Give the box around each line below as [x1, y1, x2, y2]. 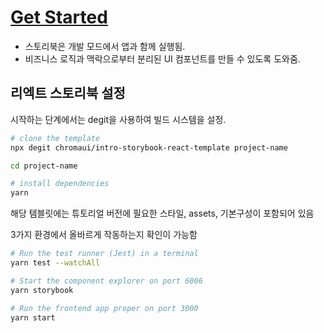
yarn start [10, 312, 56, 323]
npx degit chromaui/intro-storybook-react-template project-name [10, 142, 288, 153]
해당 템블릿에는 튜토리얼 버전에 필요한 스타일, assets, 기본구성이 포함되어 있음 [10, 207, 315, 220]
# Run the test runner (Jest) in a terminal [10, 249, 199, 259]
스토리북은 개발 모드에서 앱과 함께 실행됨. [24, 40, 186, 52]
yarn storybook [10, 285, 74, 295]
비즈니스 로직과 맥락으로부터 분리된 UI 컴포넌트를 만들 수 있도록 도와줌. [24, 52, 301, 65]
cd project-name [10, 161, 78, 171]
